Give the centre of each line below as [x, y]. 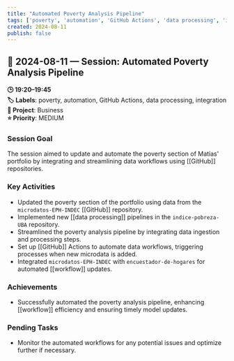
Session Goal [30, 138]
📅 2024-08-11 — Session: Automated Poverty [108, 61]
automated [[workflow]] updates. [65, 269]
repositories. [25, 169]
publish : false [29, 33]
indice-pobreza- [196, 217]
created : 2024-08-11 [37, 27]
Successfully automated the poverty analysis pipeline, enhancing [111, 302]
